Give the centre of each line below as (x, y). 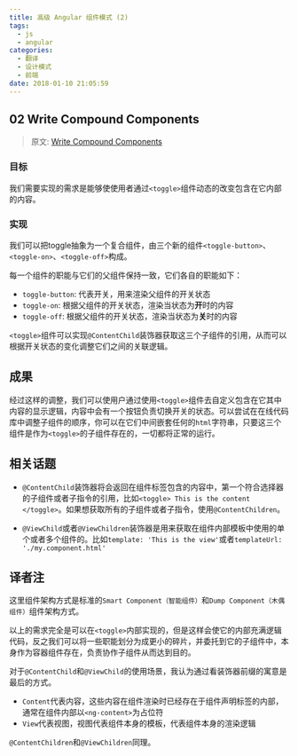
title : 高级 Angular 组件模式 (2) (69, 17)
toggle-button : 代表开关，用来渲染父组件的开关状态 (116, 295)
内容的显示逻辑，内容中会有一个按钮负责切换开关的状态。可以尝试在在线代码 (149, 411)
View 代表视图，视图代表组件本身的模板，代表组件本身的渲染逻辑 (139, 723)
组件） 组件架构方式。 (47, 611)
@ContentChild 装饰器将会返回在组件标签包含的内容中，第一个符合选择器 (153, 487)
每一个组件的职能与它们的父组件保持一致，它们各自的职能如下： (125, 275)
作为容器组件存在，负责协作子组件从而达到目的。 (106, 652)
